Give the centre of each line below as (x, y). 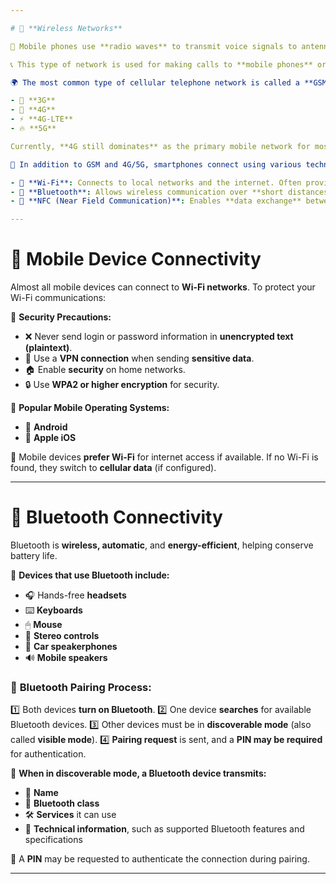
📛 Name (41, 793)
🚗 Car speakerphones (71, 646)
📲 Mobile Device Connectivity (136, 259)
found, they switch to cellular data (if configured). (113, 468)
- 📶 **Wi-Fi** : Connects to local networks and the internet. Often (156, 182)
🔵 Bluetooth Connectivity (116, 517)
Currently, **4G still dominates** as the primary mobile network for (160, 146)
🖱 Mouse (43, 624)
